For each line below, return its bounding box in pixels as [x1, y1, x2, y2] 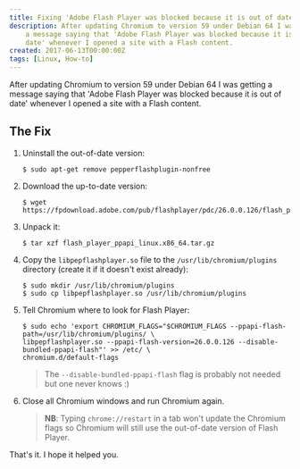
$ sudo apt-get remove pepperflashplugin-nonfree [21, 164, 212, 174]
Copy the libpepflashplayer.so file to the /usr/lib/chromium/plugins [21, 254, 278, 264]
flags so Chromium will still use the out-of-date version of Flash [44, 422, 279, 433]
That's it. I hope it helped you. [9, 448, 119, 460]
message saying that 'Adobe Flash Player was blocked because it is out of [9, 88, 282, 99]
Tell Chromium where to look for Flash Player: [21, 305, 190, 315]
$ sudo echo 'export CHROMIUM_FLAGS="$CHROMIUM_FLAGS [21, 322, 227, 331]
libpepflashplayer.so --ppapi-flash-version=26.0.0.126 [21, 337, 235, 347]
